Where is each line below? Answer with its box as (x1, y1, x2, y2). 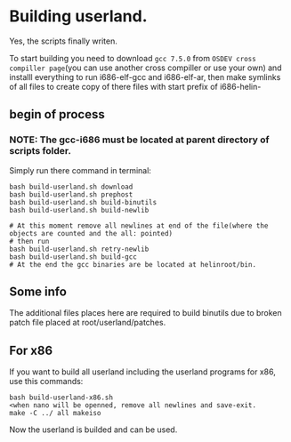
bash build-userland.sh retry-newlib (9, 245, 150, 253)
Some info (9, 285, 67, 300)
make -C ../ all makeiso (9, 409, 101, 418)
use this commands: (9, 376, 84, 387)
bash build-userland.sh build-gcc (9, 252, 138, 261)
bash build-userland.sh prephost (9, 189, 133, 199)
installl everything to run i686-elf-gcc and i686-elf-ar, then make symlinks (9, 71, 281, 82)
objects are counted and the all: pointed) (9, 229, 174, 237)
